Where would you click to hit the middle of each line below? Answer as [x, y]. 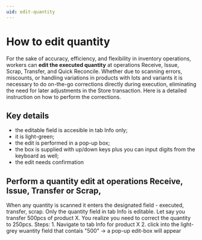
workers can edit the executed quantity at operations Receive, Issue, [93, 65]
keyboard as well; [37, 156]
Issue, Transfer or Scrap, [54, 191]
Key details [28, 115]
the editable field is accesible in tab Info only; [71, 130]
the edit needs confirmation [49, 162]
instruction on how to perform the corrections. [64, 96]
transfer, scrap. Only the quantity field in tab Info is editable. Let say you [96, 212]
